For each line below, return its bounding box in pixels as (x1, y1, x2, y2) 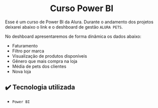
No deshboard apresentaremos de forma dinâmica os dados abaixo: (5, 33, 142, 39)
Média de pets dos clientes (12, 63, 67, 69)
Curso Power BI (50, 3, 114, 14)
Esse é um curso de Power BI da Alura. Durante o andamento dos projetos (5, 19, 154, 25)
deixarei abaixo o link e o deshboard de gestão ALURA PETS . (5, 24, 123, 30)
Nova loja (12, 68, 32, 74)
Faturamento (12, 43, 38, 48)
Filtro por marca (12, 48, 45, 54)
